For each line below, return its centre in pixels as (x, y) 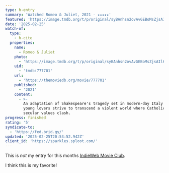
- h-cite (23, 38)
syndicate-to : (20, 127)
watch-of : (16, 29)
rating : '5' (18, 122)
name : (20, 47)
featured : (16, 19)
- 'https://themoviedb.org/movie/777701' (63, 80)
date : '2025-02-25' (26, 24)
